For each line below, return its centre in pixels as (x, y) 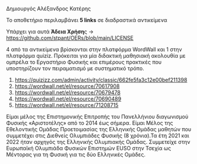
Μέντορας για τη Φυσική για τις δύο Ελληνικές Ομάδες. (76, 154)
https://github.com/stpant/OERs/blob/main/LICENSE (70, 38)
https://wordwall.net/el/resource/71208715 (66, 105)
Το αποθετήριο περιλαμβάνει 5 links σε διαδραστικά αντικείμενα (87, 20)
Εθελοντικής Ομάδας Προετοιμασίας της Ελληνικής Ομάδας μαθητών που (99, 129)
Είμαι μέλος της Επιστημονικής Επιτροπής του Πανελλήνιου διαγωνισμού (97, 116)
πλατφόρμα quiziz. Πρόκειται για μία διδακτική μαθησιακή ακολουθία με (96, 56)
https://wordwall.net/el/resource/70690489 (68, 99)
